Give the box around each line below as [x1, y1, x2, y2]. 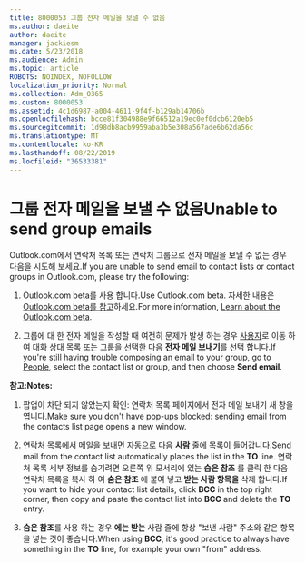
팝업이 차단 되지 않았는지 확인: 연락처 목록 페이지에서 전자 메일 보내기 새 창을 [22, 400, 294, 410]
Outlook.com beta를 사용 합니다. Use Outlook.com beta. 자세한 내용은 [22, 290, 275, 301]
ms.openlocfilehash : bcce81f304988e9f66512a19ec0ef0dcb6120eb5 [9, 114, 254, 123]
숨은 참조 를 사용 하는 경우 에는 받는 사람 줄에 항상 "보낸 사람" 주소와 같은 [22, 522, 279, 533]
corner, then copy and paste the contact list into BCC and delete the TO [22, 494, 291, 505]
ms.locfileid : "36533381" [9, 156, 107, 166]
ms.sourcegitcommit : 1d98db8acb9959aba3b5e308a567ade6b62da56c [9, 123, 254, 133]
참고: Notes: [9, 380, 53, 391]
